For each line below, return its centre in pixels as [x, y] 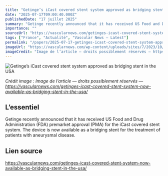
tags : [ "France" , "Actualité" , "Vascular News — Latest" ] [67, 38]
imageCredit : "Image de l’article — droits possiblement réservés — [78, 51]
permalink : [16, 42]
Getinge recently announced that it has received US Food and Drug [74, 119]
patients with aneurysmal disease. [40, 135]
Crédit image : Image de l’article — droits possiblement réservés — [74, 81]
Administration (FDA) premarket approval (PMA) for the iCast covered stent [82, 124]
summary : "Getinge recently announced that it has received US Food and [82, 24]
